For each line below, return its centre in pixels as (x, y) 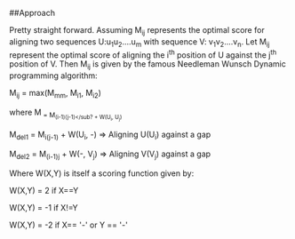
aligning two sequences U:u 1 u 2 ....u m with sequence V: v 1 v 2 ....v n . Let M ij (140, 42)
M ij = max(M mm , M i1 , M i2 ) (56, 94)
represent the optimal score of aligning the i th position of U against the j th (143, 54)
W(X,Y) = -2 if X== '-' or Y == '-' (69, 225)
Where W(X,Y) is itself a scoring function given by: (102, 173)
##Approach (32, 13)
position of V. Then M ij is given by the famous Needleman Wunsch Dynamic (147, 65)
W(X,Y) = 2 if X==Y (44, 190)
